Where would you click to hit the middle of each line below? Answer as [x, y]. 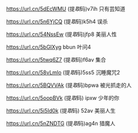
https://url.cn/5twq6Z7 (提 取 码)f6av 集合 [56, 60]
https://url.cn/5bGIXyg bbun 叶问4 [49, 47]
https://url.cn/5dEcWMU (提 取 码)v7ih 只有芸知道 [66, 9]
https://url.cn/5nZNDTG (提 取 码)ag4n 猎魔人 [61, 123]
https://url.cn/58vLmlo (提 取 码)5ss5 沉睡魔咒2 [63, 72]
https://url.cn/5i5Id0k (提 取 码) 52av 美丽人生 [61, 111]
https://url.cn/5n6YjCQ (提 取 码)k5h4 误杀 [57, 22]
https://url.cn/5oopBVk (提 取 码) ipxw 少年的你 [63, 98]
